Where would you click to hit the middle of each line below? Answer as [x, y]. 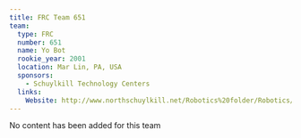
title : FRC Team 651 [48, 17]
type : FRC [35, 34]
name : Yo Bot [42, 51]
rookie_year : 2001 [52, 59]
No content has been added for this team [85, 126]
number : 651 [40, 42]
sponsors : [35, 76]
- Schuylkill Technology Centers [88, 84]
